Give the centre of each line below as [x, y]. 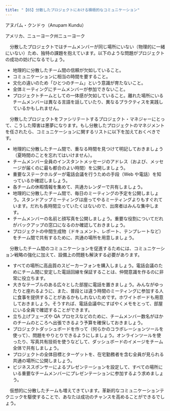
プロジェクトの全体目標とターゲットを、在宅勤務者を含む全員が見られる [88, 354]
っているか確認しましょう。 [41, 180]
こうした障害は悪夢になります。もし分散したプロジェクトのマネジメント [89, 125]
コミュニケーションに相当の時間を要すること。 [61, 76]
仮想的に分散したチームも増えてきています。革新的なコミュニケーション [84, 390]
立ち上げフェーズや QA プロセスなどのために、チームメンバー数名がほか [88, 316]
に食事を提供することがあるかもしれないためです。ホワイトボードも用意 [88, 297]
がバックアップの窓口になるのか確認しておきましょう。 [70, 225]
